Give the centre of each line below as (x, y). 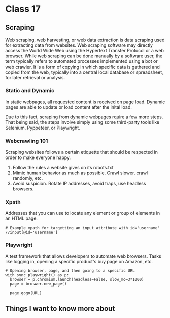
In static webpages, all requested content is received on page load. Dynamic (85, 102)
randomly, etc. (28, 178)
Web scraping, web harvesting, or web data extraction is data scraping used (85, 40)
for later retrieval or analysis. (35, 77)
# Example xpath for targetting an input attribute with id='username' (82, 228)
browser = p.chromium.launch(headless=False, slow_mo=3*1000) (77, 280)
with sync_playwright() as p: (37, 275)
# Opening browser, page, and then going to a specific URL (70, 271)
